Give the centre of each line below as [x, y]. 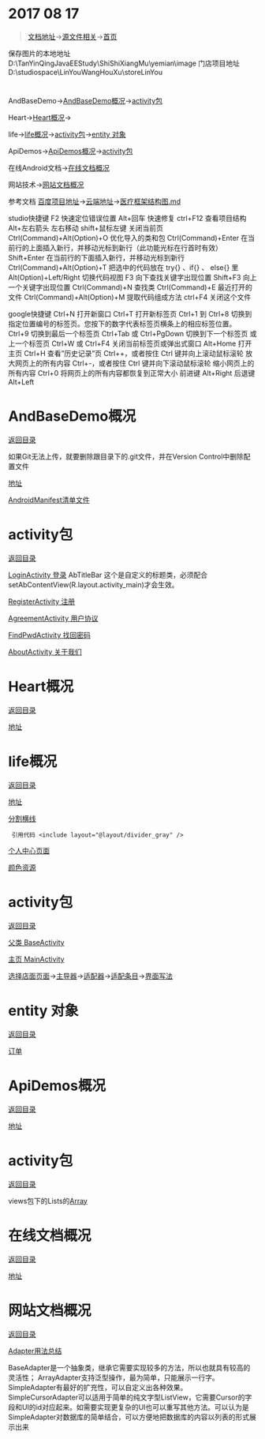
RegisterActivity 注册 [42, 601]
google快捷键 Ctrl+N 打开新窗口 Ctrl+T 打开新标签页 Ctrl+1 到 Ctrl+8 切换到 [130, 314]
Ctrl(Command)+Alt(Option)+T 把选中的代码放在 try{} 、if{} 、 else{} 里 [123, 268]
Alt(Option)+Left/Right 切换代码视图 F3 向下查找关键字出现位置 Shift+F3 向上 [132, 278]
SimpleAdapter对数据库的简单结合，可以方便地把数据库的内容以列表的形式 [129, 1417]
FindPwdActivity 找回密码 [49, 635]
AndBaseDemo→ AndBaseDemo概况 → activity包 [86, 101]
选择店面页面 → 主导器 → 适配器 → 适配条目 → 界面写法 [91, 976]
